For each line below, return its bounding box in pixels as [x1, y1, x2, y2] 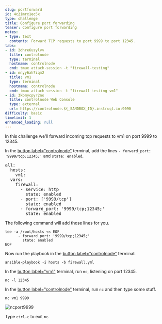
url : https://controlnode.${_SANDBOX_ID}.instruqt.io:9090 [9, 106, 131, 112]
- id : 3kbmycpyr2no [5, 93, 45, 97]
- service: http [20, 186, 59, 192]
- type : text [5, 34, 32, 39]
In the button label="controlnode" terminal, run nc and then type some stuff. [5, 286, 157, 292]
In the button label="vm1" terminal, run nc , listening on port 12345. [5, 268, 137, 274]
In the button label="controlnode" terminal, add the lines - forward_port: [5, 147, 151, 153]
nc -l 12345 [5, 277, 29, 283]
